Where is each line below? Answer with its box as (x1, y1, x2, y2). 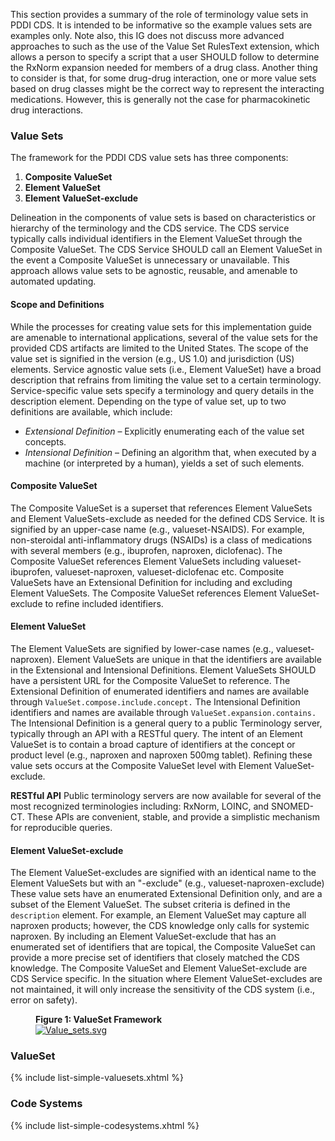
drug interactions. (10, 104, 84, 116)
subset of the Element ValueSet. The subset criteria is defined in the (10, 899, 291, 911)
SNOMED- (271, 800, 314, 812)
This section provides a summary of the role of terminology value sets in (10, 9, 309, 20)
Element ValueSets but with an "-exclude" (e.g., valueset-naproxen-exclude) (10, 877, 325, 889)
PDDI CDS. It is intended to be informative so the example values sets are (10, 19, 313, 31)
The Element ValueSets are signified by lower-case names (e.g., (10, 642, 274, 654)
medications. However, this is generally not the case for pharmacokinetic (10, 94, 311, 105)
